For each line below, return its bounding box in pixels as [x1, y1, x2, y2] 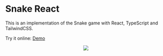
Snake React [5, 3, 60, 15]
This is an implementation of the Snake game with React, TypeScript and [5, 20, 158, 26]
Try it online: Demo [5, 35, 45, 41]
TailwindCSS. [5, 25, 33, 31]
